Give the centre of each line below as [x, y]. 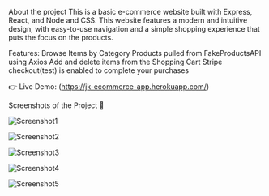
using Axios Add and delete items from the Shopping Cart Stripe [115, 62]
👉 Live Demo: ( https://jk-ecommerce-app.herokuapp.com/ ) [109, 87]
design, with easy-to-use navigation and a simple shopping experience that [134, 29]
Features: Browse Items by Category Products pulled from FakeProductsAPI [135, 53]
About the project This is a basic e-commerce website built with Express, [130, 12]
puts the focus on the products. [61, 37]
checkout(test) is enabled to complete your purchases [98, 70]
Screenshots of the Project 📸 [56, 105]
